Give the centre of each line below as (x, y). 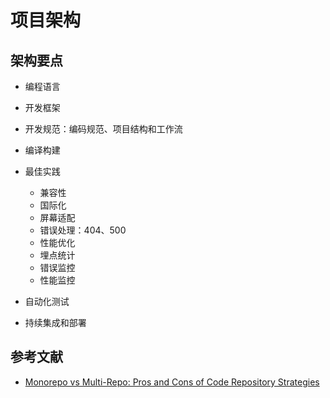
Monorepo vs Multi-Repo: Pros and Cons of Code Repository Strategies (172, 382)
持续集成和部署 (55, 322)
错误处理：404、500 (83, 230)
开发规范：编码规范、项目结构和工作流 (103, 129)
